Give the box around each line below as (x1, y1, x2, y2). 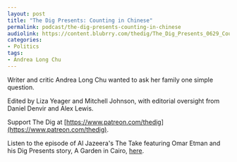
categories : (7, 37, 42, 44)
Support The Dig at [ (7, 118, 67, 126)
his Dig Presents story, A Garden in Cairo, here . (7, 146, 145, 155)
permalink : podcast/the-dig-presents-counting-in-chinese (7, 23, 181, 30)
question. (7, 82, 35, 92)
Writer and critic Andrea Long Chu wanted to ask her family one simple (7, 75, 214, 84)
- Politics (7, 43, 39, 50)
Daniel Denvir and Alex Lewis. (7, 104, 94, 113)
